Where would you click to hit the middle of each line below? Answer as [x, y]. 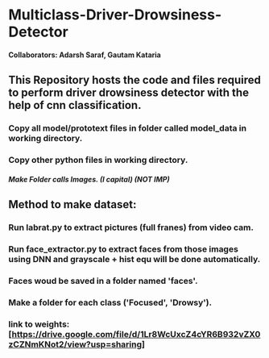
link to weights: [39, 324]
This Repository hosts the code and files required [135, 80]
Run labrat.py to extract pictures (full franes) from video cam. [131, 227]
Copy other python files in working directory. [98, 160]
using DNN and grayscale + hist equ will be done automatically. [134, 259]
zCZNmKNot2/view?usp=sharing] [77, 344]
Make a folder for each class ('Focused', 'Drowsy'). [110, 302]
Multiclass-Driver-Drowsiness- [115, 15]
